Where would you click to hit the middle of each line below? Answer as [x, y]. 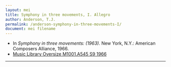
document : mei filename [31, 29]
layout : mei [18, 10]
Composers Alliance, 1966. [41, 49]
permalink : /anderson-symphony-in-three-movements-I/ [64, 24]
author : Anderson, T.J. [31, 19]
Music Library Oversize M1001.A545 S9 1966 [60, 54]
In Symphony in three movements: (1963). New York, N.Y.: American [84, 43]
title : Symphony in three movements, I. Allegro [58, 15]
